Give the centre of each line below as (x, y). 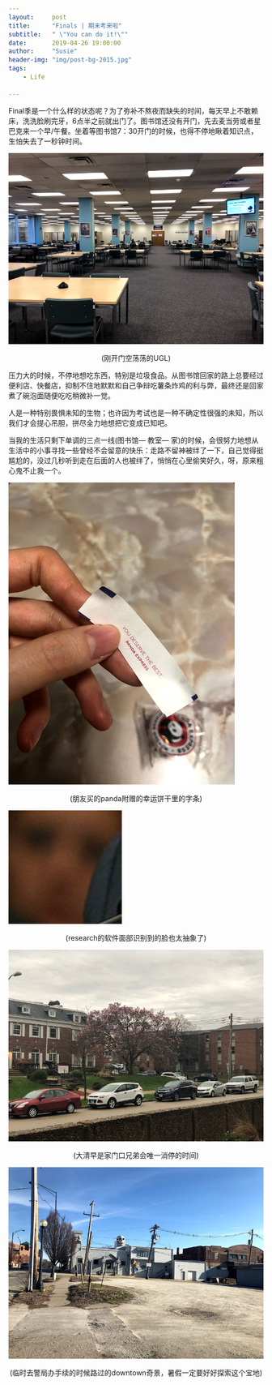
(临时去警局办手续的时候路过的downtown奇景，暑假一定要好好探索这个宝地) (136, 1373)
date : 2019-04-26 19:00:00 (65, 43)
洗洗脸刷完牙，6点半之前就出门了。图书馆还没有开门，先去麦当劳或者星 (142, 121)
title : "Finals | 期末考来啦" (66, 26)
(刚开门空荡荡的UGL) (136, 358)
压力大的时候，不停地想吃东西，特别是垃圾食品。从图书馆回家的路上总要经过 (136, 375)
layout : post (38, 17)
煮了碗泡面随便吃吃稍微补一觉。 (62, 396)
